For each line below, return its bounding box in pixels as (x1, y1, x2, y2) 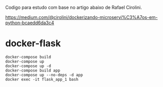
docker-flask (5, 38, 61, 49)
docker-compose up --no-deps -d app (5, 72, 83, 77)
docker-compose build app (5, 68, 60, 73)
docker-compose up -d (5, 63, 51, 69)
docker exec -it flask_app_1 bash (5, 77, 79, 82)
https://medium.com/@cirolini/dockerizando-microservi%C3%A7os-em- (5, 14, 158, 20)
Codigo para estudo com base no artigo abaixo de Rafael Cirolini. (5, 5, 142, 10)
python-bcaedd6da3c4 (5, 20, 55, 26)
